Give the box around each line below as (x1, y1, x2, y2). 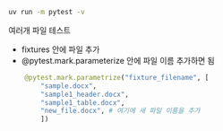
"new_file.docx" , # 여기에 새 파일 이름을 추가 (40, 107, 201, 116)
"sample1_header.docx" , (40, 90, 129, 99)
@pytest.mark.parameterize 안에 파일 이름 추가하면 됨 (21, 55, 216, 65)
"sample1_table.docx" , (40, 98, 125, 107)
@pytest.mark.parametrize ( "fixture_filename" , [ (24, 73, 210, 82)
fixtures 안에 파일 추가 (21, 44, 100, 55)
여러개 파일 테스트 (8, 24, 71, 35)
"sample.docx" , (40, 81, 98, 91)
